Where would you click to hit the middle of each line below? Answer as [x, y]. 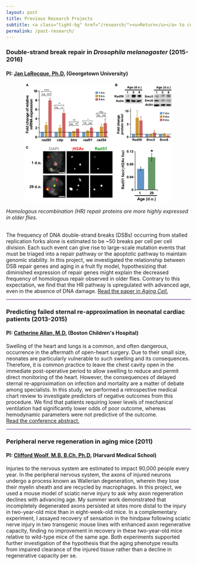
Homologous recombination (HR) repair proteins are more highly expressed [97, 211]
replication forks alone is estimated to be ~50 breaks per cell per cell [89, 241]
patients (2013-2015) [37, 319]
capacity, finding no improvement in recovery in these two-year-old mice [94, 531]
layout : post [22, 12]
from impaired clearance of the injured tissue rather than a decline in [89, 549]
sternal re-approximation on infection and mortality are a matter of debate [95, 383]
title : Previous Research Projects [50, 18]
